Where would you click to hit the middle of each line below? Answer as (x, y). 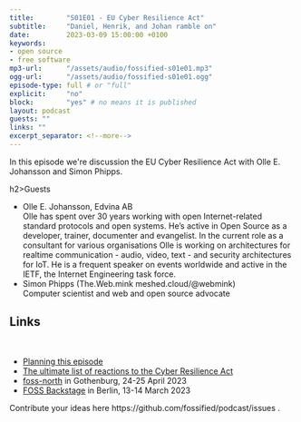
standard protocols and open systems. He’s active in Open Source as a (155, 226)
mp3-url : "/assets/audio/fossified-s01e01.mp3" (111, 69)
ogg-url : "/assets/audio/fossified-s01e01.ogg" (111, 77)
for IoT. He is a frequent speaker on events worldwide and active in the (155, 264)
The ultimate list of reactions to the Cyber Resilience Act (128, 371)
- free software (40, 60)
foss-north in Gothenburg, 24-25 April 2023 (105, 380)
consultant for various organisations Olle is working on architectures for (156, 245)
